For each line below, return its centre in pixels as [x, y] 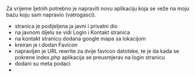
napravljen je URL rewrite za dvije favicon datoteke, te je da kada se [97, 51]
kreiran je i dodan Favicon [46, 45]
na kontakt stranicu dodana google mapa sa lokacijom [80, 38]
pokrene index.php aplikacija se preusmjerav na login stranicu [90, 57]
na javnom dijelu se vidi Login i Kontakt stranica [72, 32]
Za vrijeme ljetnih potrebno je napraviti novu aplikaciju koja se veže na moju [98, 9]
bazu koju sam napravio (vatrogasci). [51, 15]
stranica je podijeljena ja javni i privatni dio [66, 26]
